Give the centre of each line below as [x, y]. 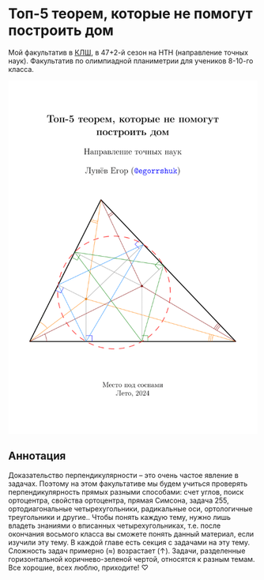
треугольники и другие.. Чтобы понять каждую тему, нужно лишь [120, 517]
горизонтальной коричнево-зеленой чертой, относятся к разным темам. [132, 559]
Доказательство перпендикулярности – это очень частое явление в [123, 475]
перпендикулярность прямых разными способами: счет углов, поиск [126, 491]
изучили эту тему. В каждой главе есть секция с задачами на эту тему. [129, 542]
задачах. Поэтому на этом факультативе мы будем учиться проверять [128, 484]
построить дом [61, 30]
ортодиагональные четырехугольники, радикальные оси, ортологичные [130, 508]
